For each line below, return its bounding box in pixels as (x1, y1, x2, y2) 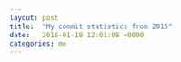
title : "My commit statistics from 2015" (9, 22, 173, 31)
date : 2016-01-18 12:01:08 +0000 (9, 30, 145, 39)
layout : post (9, 13, 59, 23)
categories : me (9, 38, 67, 48)
